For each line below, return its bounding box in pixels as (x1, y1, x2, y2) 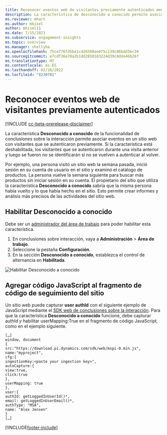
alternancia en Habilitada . (12, 257, 66, 263)
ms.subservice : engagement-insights (5, 35, 81, 40)
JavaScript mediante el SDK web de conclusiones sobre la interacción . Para (5, 307, 161, 313)
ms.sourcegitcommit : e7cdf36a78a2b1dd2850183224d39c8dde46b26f (5, 53, 139, 59)
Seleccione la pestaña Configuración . (12, 246, 91, 252)
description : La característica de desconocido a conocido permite (5, 12, 148, 17)
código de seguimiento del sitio (5, 289, 104, 297)
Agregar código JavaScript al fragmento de (5, 281, 142, 290)
